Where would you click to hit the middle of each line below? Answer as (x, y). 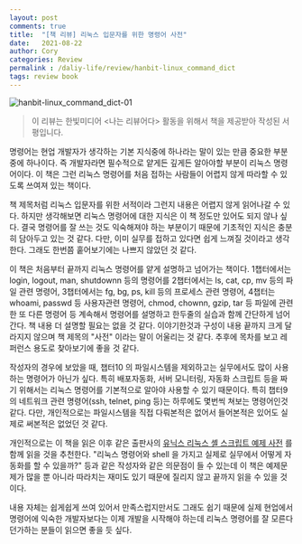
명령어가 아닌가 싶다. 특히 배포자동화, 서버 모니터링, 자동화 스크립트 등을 (152, 378)
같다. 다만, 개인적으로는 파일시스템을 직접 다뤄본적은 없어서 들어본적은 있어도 (144, 412)
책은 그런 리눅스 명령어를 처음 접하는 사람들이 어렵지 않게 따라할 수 (161, 174)
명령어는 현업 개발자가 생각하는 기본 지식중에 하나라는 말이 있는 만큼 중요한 (141, 151)
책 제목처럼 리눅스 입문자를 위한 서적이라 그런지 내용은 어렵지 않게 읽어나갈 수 (145, 204)
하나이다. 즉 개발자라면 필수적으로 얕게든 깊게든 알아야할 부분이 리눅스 (149, 163)
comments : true (38, 26)
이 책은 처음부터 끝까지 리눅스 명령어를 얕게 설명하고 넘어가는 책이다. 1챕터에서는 (150, 268)
